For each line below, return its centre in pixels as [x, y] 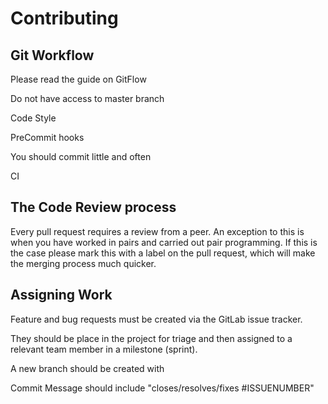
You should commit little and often [81, 156]
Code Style [33, 118]
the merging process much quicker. [83, 263]
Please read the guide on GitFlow [78, 79]
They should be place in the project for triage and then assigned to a [151, 338]
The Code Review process [93, 207]
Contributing [64, 18]
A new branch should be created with [87, 368]
